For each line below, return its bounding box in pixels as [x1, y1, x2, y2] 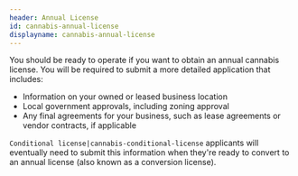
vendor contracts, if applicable [22, 120, 137, 131]
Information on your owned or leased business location [22, 91, 228, 102]
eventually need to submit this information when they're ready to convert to [9, 147, 290, 158]
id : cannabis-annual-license [9, 22, 119, 31]
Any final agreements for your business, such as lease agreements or [22, 110, 282, 122]
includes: [9, 74, 43, 85]
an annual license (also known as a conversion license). [9, 157, 217, 168]
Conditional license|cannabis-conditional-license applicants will [9, 137, 259, 149]
